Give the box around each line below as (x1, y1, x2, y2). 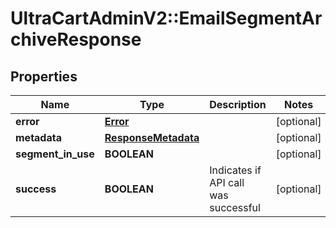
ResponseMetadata (104, 131, 200, 144)
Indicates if (209, 163, 262, 177)
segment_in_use (15, 147, 95, 161)
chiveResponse (10, 28, 142, 51)
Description (209, 98, 267, 111)
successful (209, 201, 261, 214)
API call (209, 176, 245, 189)
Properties (10, 68, 78, 85)
